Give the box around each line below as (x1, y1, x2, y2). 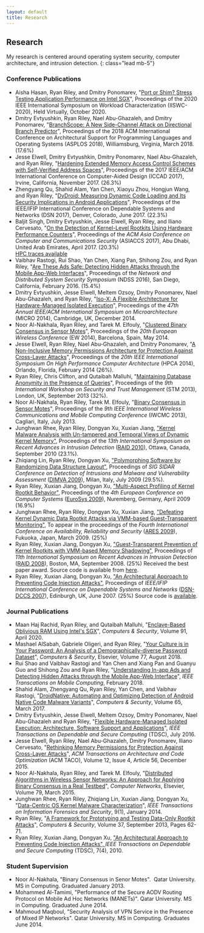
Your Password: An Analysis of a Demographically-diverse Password (15, 646, 188, 654)
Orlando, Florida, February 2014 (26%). (15, 366, 114, 374)
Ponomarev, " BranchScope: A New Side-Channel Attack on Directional (15, 121, 192, 128)
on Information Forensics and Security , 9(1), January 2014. (15, 808, 163, 815)
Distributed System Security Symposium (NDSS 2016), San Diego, (15, 276, 180, 283)
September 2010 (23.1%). (15, 450, 79, 457)
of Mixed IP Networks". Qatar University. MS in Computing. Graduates (15, 915, 190, 922)
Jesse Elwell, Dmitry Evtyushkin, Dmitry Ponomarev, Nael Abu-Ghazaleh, (15, 153, 198, 160)
